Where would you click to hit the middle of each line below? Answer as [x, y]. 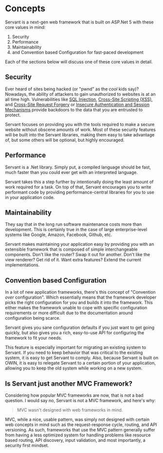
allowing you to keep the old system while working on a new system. [74, 368]
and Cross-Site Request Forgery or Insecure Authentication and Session [77, 104]
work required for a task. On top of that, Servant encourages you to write [78, 187]
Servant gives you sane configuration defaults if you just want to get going [80, 327]
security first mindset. [27, 445]
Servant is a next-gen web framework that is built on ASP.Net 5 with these [80, 22]
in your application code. [30, 197]
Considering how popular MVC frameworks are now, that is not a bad [74, 395]
